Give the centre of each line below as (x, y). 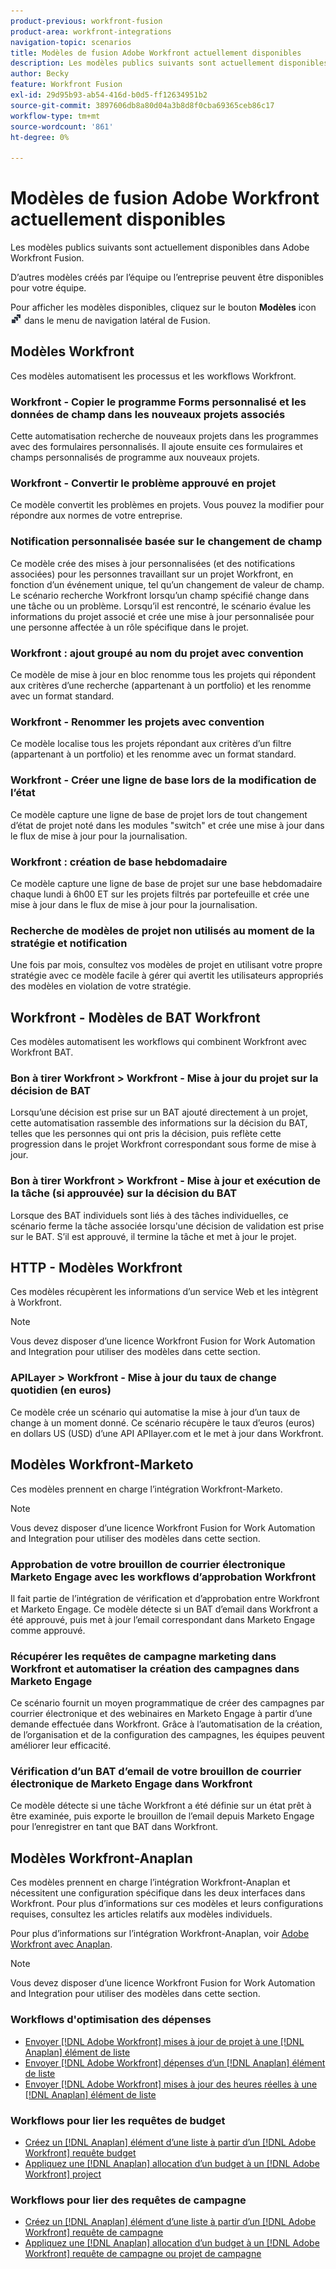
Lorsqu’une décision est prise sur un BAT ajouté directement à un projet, (159, 1112)
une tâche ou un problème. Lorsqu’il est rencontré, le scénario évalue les (161, 606)
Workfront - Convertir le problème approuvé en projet (143, 483)
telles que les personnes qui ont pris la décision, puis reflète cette (146, 1134)
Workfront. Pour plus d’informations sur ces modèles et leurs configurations (167, 1904)
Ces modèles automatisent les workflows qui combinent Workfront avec (159, 1042)
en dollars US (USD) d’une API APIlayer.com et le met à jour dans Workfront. (167, 1433)
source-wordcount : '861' (62, 126)
